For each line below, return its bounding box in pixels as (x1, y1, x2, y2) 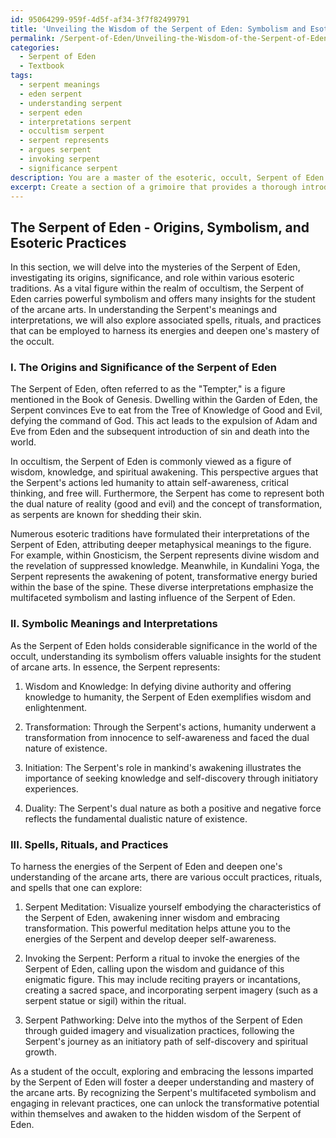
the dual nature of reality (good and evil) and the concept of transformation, (10, 498, 323, 510)
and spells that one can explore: (10, 882, 143, 894)
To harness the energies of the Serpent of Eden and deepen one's (10, 861, 283, 873)
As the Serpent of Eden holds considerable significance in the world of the (10, 639, 318, 651)
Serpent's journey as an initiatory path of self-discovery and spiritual (24, 1036, 308, 1048)
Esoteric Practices (10, 234, 127, 251)
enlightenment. (24, 701, 88, 713)
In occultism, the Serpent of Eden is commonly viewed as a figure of (10, 456, 292, 468)
